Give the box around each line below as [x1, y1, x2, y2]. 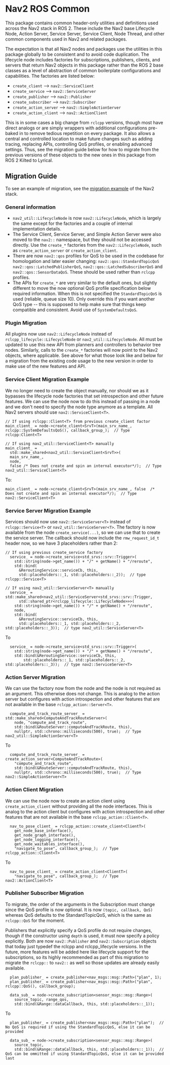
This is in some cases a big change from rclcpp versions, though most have [5, 119, 163, 125]
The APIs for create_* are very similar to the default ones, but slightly [12, 280, 157, 286]
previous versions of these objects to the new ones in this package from [5, 152, 156, 158]
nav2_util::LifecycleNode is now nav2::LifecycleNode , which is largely [12, 215, 161, 221]
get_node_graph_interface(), [14, 833, 76, 838]
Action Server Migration [5, 674, 66, 681]
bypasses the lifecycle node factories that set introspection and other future [5, 393, 164, 399]
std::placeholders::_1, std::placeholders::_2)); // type [18, 572, 146, 577]
